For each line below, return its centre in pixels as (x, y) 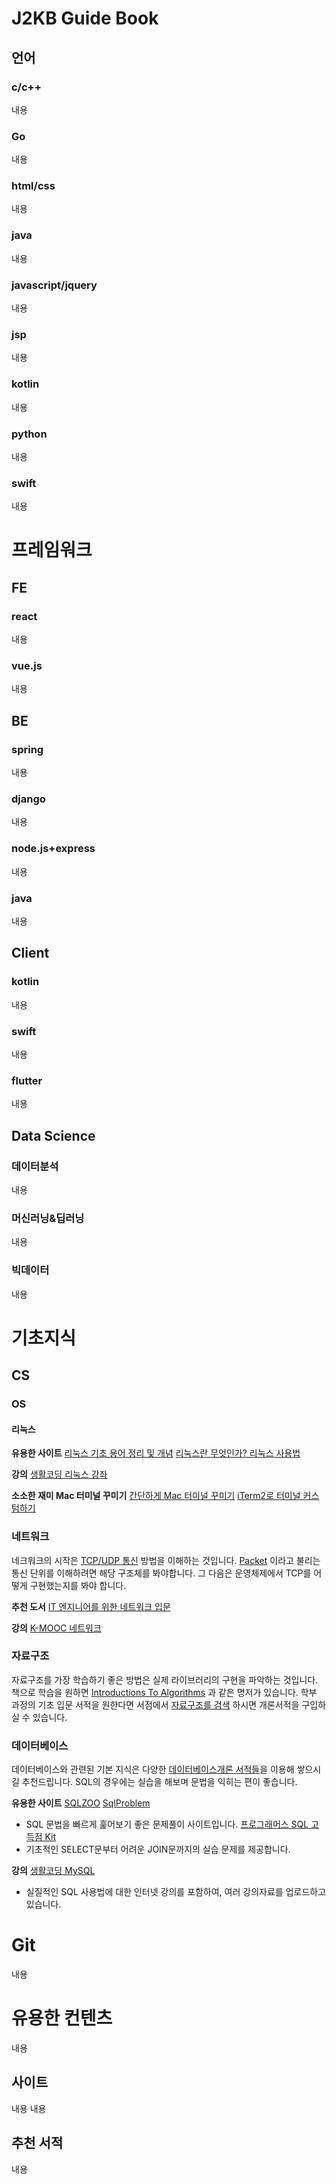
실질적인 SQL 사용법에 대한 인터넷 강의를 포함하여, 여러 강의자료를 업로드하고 (176, 1892)
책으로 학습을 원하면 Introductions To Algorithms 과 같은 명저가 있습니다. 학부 (164, 1692)
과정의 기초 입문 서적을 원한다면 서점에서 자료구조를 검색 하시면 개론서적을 (155, 1704)
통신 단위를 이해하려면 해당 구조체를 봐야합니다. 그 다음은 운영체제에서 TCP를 (161, 1573)
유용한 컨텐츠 (62, 2018)
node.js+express (53, 849)
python (29, 434)
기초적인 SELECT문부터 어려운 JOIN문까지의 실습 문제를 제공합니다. (158, 1849)
